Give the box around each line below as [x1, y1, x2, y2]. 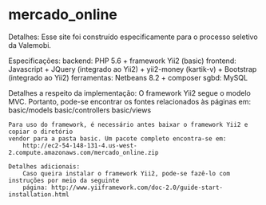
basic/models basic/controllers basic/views [8, 105, 152, 115]
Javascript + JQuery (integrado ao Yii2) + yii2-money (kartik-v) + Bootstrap [8, 64, 257, 73]
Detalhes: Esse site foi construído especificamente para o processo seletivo [8, 32, 258, 41]
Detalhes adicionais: [8, 162, 81, 171]
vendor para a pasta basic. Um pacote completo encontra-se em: [8, 134, 227, 143]
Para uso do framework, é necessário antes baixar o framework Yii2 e [8, 120, 248, 128]
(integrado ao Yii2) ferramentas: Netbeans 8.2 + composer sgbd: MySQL [8, 73, 248, 82]
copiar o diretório [8, 128, 73, 136]
